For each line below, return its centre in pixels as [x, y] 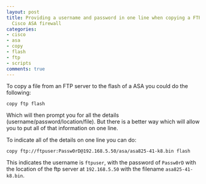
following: [19, 93]
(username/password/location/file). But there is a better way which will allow [103, 122]
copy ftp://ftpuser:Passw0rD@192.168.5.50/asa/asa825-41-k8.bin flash [98, 151]
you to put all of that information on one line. [62, 128]
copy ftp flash [26, 104]
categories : [21, 29]
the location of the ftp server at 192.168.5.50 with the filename [85, 169]
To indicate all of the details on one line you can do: [71, 140]
